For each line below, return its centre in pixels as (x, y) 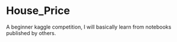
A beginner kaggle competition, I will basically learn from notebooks (89, 27)
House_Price (38, 11)
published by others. (31, 33)
